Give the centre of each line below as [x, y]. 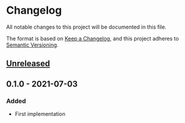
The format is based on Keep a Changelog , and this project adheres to [92, 38]
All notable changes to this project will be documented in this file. [87, 27]
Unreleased [28, 64]
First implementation [40, 114]
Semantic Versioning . [32, 45]
